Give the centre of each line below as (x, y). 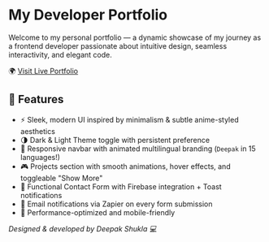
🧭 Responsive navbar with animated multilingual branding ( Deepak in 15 (138, 149)
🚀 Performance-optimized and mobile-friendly (98, 212)
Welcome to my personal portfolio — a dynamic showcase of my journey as (135, 37)
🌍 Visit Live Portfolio (43, 71)
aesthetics (37, 131)
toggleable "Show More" (61, 178)
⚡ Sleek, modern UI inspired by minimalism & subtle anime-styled (129, 119)
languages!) (40, 157)
